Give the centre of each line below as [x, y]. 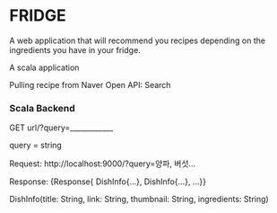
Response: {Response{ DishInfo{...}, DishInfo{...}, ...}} [108, 182]
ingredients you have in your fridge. [75, 49]
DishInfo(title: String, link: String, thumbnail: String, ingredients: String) [139, 200]
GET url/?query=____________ [61, 128]
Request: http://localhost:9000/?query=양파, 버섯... [102, 164]
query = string [36, 146]
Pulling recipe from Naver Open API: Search [90, 84]
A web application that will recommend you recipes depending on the [138, 40]
